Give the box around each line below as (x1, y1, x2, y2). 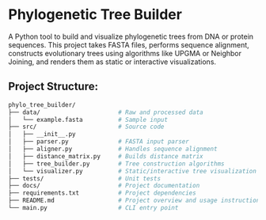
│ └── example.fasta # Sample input (8, 116, 169, 123)
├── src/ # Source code (8, 123, 165, 131)
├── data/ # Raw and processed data (8, 108, 203, 116)
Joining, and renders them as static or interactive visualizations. (8, 57, 216, 66)
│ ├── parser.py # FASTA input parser (8, 138, 190, 146)
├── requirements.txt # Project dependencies (8, 189, 196, 197)
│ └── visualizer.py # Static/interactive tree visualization (8, 167, 257, 175)
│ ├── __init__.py (8, 131, 77, 138)
